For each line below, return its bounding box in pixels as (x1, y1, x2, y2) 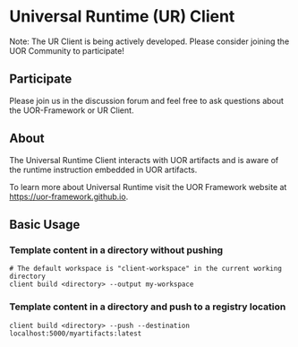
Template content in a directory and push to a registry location (9, 300, 286, 313)
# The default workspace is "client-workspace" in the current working (9, 265, 282, 273)
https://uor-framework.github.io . (9, 191, 129, 202)
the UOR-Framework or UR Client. (9, 105, 134, 116)
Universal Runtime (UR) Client (9, 6, 235, 27)
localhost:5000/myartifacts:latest (9, 329, 142, 338)
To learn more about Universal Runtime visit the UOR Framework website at (9, 181, 287, 192)
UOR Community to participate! (9, 45, 125, 56)
